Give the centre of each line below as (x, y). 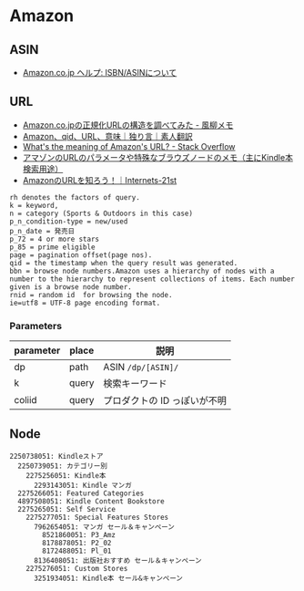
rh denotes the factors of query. (75, 197)
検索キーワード (135, 384)
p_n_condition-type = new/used (69, 221)
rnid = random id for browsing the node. (91, 295)
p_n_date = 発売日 (42, 231)
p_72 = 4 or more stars (55, 239)
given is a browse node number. (71, 287)
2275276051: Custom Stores (77, 568)
